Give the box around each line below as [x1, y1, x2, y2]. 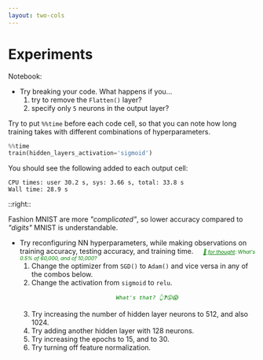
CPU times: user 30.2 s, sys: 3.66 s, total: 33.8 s [8, 178, 184, 187]
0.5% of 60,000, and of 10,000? [19, 255, 97, 263]
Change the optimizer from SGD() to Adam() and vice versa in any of [31, 261, 249, 271]
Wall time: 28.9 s [8, 186, 68, 193]
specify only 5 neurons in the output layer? [31, 103, 170, 112]
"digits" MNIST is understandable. [8, 223, 119, 233]
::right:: [8, 200, 31, 209]
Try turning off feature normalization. [31, 343, 152, 352]
